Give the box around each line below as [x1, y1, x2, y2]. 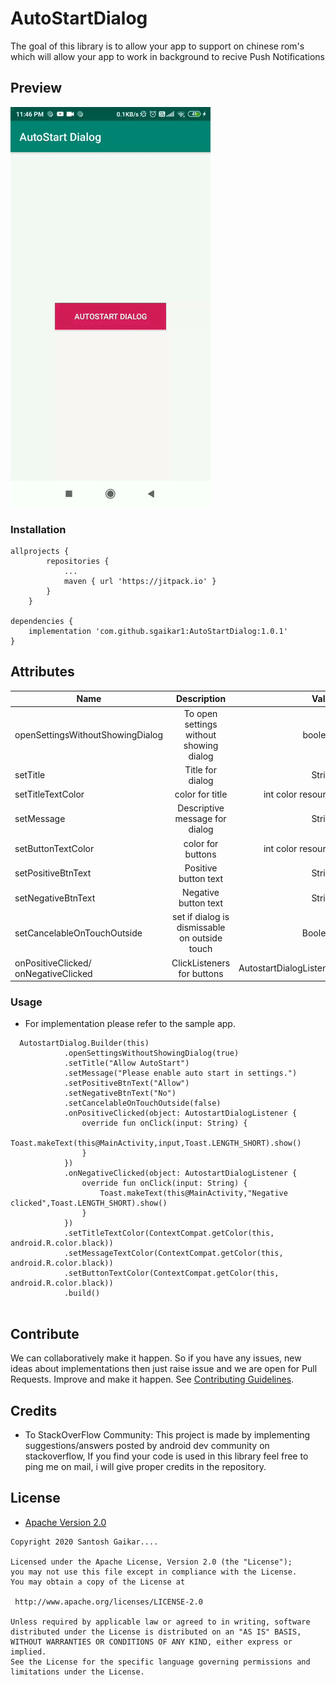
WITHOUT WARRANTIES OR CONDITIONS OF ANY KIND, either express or [10, 1637, 293, 1647]
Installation [10, 522, 67, 536]
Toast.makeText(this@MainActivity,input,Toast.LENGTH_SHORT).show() [10, 1138, 302, 1149]
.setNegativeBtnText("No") [63, 1088, 177, 1099]
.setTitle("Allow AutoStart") [63, 1058, 190, 1069]
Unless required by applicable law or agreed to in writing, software [10, 1617, 311, 1627]
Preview [10, 80, 63, 97]
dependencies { [10, 617, 74, 627]
